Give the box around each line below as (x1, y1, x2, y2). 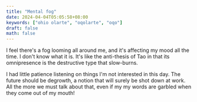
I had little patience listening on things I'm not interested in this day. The (6, 71, 181, 78)
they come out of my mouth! (6, 90, 75, 97)
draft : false (6, 25, 38, 31)
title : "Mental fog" (6, 8, 57, 15)
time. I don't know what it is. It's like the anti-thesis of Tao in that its (6, 53, 170, 60)
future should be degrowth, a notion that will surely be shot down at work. (6, 77, 186, 84)
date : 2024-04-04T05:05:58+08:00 (6, 14, 88, 20)
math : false (6, 31, 35, 37)
